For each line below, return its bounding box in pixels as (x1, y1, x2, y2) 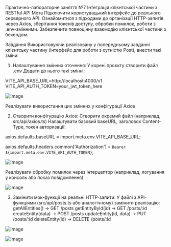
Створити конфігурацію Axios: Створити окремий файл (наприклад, (12, 113, 161, 119)
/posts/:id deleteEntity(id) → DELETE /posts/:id (12, 216, 111, 222)
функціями (12, 200, 36, 205)
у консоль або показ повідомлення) (5, 174, 84, 180)
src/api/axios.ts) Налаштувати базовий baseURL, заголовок (12, 118, 141, 125)
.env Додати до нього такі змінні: (12, 68, 85, 74)
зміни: (5, 52, 19, 58)
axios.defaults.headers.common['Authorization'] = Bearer (5, 143, 126, 150)
